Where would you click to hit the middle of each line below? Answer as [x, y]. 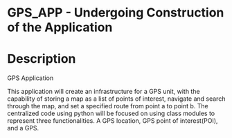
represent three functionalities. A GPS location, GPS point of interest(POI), [113, 121]
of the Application [60, 27]
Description [42, 59]
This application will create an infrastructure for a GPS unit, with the [104, 92]
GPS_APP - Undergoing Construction [116, 13]
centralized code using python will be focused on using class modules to [111, 114]
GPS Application [30, 78]
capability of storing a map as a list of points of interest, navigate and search [116, 99]
